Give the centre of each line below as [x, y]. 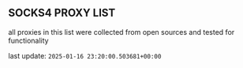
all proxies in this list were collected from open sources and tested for [121, 32]
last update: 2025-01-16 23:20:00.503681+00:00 [85, 55]
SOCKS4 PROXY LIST [62, 13]
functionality [28, 40]
